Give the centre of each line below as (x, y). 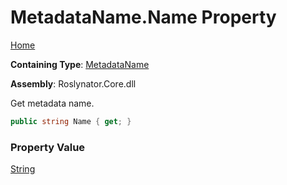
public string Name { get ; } (71, 121)
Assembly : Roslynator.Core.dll (73, 83)
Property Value (48, 147)
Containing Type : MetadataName (80, 64)
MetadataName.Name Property (143, 17)
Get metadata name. (52, 103)
